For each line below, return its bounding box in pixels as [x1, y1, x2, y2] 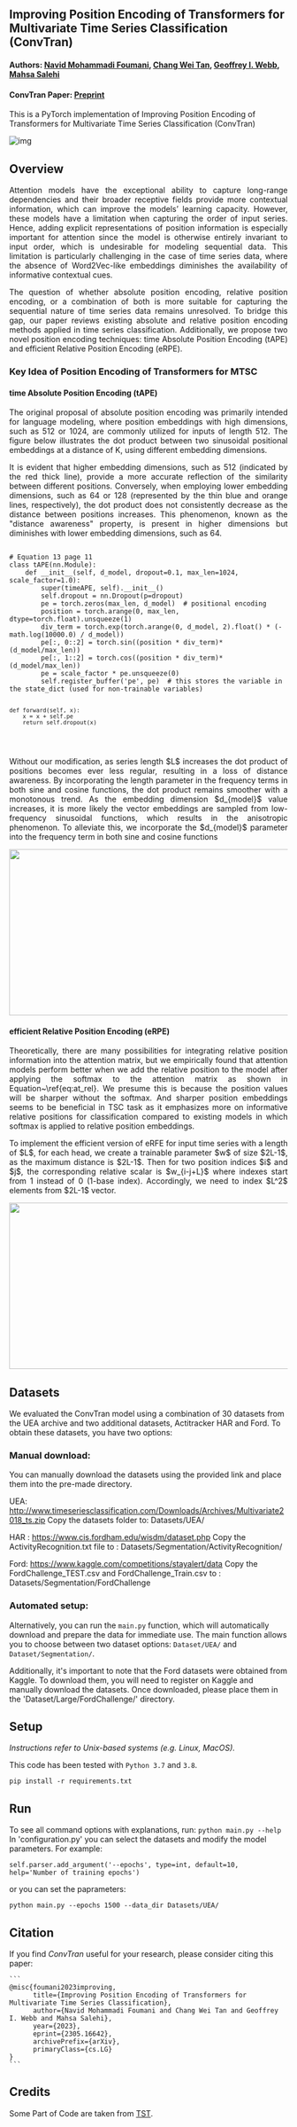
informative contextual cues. [9, 270, 113, 280]
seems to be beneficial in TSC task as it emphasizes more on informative [9, 1102, 288, 1113]
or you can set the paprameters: [9, 1884, 126, 1895]
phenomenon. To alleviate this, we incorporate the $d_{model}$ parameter [9, 822, 288, 833]
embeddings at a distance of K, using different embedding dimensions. [9, 445, 268, 456]
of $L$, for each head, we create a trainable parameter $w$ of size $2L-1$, [9, 1147, 288, 1158]
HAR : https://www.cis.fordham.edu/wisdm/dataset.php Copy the [9, 1532, 246, 1543]
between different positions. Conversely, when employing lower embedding [9, 481, 288, 491]
